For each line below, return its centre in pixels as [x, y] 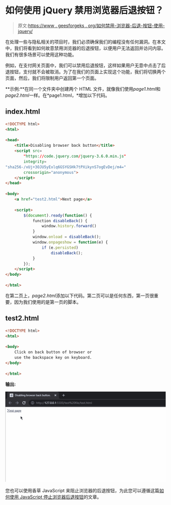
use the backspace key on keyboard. [53, 358]
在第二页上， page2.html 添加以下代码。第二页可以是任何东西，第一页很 [80, 296]
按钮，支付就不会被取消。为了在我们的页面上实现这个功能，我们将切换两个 [88, 71]
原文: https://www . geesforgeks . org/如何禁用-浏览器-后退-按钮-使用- [91, 25]
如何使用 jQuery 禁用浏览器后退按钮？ [84, 10]
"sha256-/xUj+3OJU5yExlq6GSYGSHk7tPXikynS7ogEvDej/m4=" [66, 167]
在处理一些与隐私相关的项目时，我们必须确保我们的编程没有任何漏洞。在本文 [85, 42]
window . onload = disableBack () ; [67, 237]
